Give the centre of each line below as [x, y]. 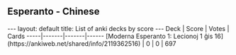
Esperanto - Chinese [54, 12]
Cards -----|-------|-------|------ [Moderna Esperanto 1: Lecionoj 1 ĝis [110, 36]
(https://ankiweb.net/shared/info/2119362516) [74, 43]
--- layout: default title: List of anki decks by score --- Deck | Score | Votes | [118, 28]
